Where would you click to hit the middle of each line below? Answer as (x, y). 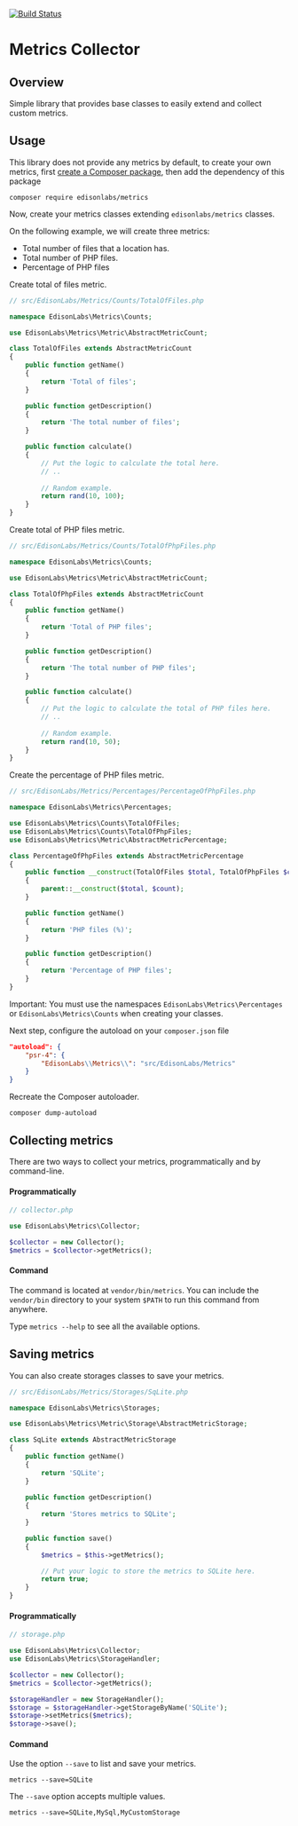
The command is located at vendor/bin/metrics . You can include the (134, 1290)
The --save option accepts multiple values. (87, 1797)
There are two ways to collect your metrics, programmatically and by (135, 1162)
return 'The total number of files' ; (110, 423)
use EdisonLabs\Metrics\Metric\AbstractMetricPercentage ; (118, 840)
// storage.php (37, 1635)
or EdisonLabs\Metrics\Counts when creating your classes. (116, 1013)
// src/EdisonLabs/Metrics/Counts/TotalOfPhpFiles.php (113, 546)
